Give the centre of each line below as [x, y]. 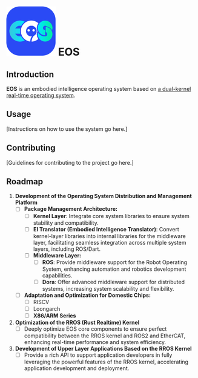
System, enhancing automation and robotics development [114, 269]
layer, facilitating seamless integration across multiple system [110, 242]
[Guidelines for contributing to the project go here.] [70, 162]
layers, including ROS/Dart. [67, 249]
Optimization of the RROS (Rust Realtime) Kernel [77, 323]
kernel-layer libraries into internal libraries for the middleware [109, 236]
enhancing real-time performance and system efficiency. [95, 342]
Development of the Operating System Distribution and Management [103, 196]
